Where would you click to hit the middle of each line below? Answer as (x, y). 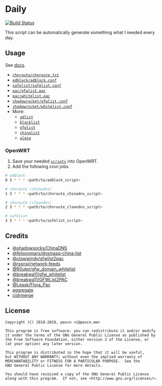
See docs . (15, 65)
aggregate (23, 290)
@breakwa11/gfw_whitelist (39, 274)
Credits (17, 236)
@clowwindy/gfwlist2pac (38, 258)
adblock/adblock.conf (34, 80)
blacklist (30, 122)
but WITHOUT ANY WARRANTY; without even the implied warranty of (74, 357)
